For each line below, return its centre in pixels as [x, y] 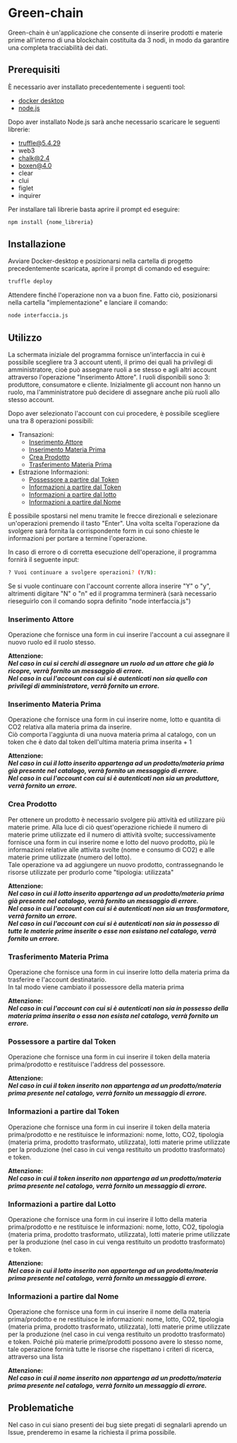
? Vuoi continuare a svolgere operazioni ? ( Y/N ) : [83, 572]
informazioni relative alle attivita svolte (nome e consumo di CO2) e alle [111, 849]
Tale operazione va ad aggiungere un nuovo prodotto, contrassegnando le [116, 864]
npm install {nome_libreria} [51, 222]
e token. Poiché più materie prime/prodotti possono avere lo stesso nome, [116, 1342]
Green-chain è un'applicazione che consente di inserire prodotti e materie [115, 33]
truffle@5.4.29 [39, 143]
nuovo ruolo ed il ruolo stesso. [52, 642]
